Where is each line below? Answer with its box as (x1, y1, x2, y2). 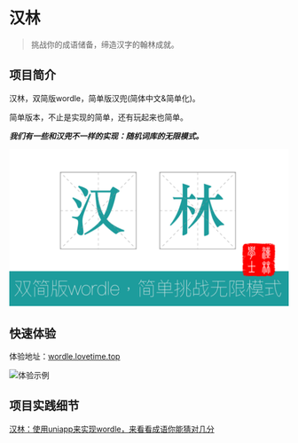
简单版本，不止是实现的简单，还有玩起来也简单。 (9, 112, 188, 123)
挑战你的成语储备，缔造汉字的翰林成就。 (30, 39, 179, 50)
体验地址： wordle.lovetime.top (9, 352, 121, 362)
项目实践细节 (9, 399, 80, 414)
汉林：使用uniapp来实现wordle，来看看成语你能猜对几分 (9, 423, 215, 434)
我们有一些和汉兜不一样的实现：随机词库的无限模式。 (9, 131, 204, 141)
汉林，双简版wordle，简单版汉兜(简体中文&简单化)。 (9, 92, 200, 103)
